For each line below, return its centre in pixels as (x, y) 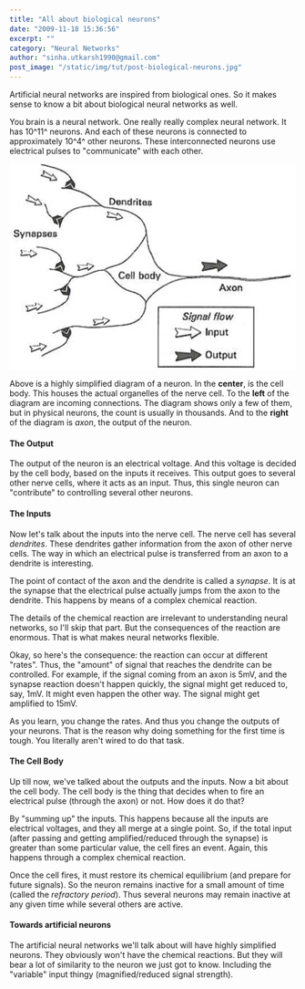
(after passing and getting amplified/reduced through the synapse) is (139, 838)
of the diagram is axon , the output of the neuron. (101, 422)
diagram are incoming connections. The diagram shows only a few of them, (151, 403)
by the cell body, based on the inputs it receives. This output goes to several (152, 474)
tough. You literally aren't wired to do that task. (97, 740)
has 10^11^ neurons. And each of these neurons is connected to (128, 131)
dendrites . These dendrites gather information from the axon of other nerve (151, 544)
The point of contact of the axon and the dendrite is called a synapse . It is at (152, 580)
